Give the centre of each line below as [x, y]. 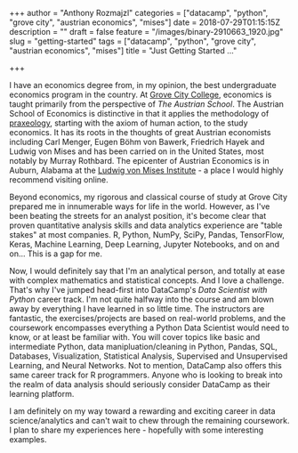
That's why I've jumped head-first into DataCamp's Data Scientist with [138, 290]
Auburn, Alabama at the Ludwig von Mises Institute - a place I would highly [146, 170]
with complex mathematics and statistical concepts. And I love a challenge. [147, 280]
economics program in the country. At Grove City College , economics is [141, 94]
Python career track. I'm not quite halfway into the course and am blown [141, 299]
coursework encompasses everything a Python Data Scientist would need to [149, 328]
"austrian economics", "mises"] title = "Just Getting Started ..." [123, 51]
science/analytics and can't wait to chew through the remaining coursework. [149, 421]
